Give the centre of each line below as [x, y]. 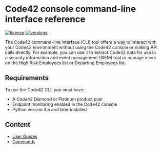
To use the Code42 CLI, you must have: [45, 90]
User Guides [25, 136]
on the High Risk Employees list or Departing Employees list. [65, 63]
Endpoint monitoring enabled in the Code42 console [65, 104]
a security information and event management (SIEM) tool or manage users [81, 57]
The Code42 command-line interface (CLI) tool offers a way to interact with [81, 42]
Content [18, 125]
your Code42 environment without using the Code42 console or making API [81, 47]
